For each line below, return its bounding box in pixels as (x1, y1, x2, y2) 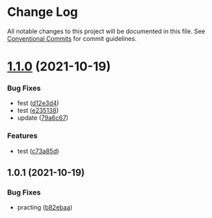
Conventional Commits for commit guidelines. (7, 34, 137, 42)
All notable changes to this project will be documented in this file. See (7, 27, 206, 35)
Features (7, 131, 38, 140)
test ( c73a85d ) (17, 147, 60, 155)
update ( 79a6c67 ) (17, 113, 69, 122)
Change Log (7, 4, 78, 20)
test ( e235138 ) (17, 107, 59, 115)
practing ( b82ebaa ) (17, 203, 73, 212)
